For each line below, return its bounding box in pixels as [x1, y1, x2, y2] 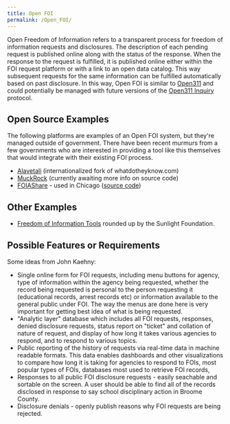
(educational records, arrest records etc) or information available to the [16, 292, 218, 301]
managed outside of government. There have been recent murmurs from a [7, 139, 218, 148]
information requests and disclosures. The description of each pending [7, 43, 208, 51]
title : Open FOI [7, 10, 54, 17]
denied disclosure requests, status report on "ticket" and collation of [16, 322, 211, 330]
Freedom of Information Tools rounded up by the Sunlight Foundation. [16, 220, 215, 228]
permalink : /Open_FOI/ [7, 16, 72, 23]
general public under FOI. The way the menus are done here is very [16, 300, 209, 308]
